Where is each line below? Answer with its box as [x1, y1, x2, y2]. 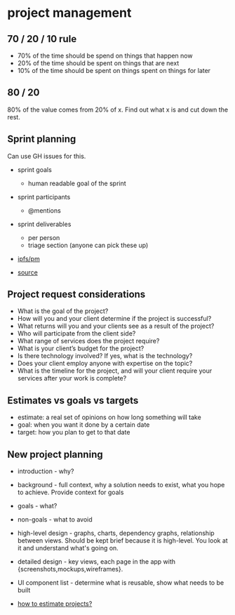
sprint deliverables [17, 220, 72, 228]
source [17, 268, 39, 277]
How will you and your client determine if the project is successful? [17, 315, 212, 323]
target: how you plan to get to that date [17, 428, 130, 437]
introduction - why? [17, 467, 74, 475]
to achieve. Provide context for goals [17, 488, 124, 496]
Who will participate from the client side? [17, 329, 136, 338]
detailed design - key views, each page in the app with [17, 557, 176, 566]
